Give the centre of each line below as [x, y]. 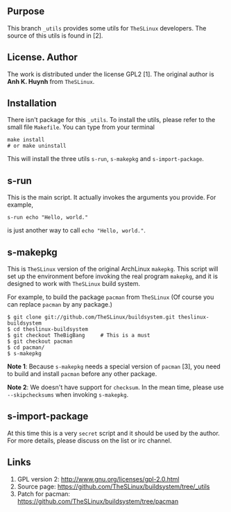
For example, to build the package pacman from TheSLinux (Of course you [111, 297]
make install [26, 140]
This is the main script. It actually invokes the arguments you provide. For [112, 198]
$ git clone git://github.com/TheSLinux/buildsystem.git [91, 317]
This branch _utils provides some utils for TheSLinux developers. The [107, 28]
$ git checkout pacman [40, 342]
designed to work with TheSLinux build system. [74, 284]
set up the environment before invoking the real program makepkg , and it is [113, 276]
